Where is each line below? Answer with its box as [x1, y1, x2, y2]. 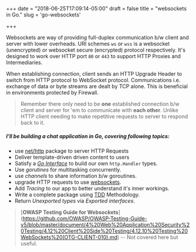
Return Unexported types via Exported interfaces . [14, 197, 135, 204]
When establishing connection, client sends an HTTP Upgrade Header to [6, 70, 183, 77]
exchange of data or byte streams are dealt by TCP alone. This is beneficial [6, 83, 188, 90]
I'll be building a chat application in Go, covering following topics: [6, 132, 170, 140]
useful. [20, 240, 38, 247]
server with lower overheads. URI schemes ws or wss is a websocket [6, 41, 170, 47]
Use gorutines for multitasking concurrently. [14, 166, 121, 173]
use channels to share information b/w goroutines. [14, 172, 137, 179]
